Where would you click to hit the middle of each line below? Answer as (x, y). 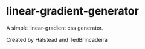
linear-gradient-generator (72, 11)
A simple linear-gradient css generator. (55, 28)
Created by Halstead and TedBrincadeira (57, 39)
